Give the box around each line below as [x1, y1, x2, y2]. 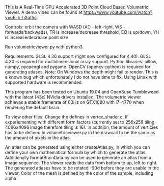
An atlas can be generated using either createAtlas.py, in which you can [5, 144, 150, 150]
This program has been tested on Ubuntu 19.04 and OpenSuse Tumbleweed [5, 89, 159, 94]
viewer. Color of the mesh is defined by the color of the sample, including [5, 170, 154, 176]
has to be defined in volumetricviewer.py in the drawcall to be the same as [5, 130, 156, 135]
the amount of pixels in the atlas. [5, 135, 71, 140]
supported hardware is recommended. [5, 79, 83, 85]
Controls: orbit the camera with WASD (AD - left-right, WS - [5, 24, 126, 30]
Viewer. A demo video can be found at [5, 9, 82, 15]
